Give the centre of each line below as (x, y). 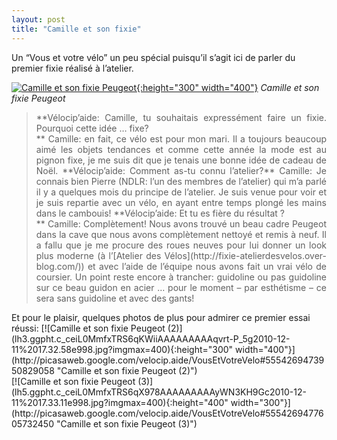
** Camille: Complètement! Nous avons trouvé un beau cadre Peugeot (181, 223)
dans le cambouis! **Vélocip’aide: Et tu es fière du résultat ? (160, 213)
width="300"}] (260, 402)
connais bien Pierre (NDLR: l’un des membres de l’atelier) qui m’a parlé (181, 181)
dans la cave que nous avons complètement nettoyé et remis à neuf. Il (181, 234)
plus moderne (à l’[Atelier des (98, 255)
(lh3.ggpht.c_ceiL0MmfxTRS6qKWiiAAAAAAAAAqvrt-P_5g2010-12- (151, 338)
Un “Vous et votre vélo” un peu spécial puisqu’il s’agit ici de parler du (153, 57)
